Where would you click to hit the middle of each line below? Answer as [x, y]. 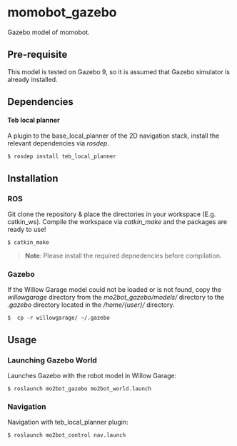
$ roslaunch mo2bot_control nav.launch [67, 435]
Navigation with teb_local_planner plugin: [68, 422]
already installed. [33, 79]
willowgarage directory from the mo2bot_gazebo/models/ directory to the [116, 298]
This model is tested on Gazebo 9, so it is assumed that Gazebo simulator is [119, 71]
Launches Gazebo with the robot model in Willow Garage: [92, 376]
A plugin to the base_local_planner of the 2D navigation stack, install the [114, 136]
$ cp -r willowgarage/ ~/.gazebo [59, 318]
